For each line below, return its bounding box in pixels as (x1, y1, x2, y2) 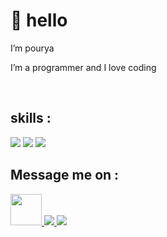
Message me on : (10, 167, 120, 184)
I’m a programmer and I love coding (10, 61, 157, 73)
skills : (10, 110, 52, 127)
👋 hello (10, 9, 68, 32)
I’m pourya (10, 42, 55, 54)
